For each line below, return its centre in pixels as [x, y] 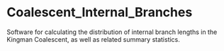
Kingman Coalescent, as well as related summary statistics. [93, 39]
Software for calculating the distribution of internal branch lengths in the [112, 32]
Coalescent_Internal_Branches [100, 12]
